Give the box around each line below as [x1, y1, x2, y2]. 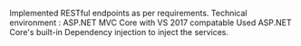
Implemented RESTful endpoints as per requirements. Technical [9, 8, 248, 18]
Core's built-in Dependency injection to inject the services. [9, 27, 229, 37]
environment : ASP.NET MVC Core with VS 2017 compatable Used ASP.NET [9, 17, 292, 28]
